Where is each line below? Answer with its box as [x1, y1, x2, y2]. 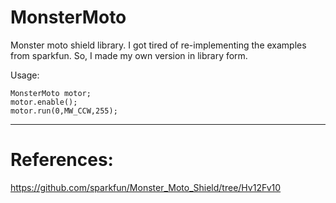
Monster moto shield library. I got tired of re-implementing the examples [10, 39, 307, 51]
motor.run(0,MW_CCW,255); [10, 106, 118, 116]
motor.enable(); [10, 97, 78, 107]
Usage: [10, 69, 40, 81]
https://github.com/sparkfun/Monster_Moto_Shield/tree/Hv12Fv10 [10, 181, 282, 193]
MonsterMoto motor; [10, 88, 92, 98]
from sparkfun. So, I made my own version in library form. [10, 49, 248, 61]
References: [10, 149, 114, 171]
